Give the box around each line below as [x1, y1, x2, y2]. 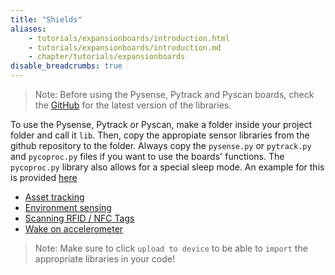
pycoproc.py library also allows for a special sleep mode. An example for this [10, 161, 325, 173]
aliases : [10, 24, 47, 34]
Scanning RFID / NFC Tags [24, 212, 135, 224]
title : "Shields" [10, 14, 83, 25]
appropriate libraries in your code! [34, 253, 176, 265]
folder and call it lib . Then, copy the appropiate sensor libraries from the [10, 129, 310, 141]
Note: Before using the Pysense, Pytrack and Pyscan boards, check [34, 89, 315, 100]
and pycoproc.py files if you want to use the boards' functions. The [10, 151, 285, 162]
